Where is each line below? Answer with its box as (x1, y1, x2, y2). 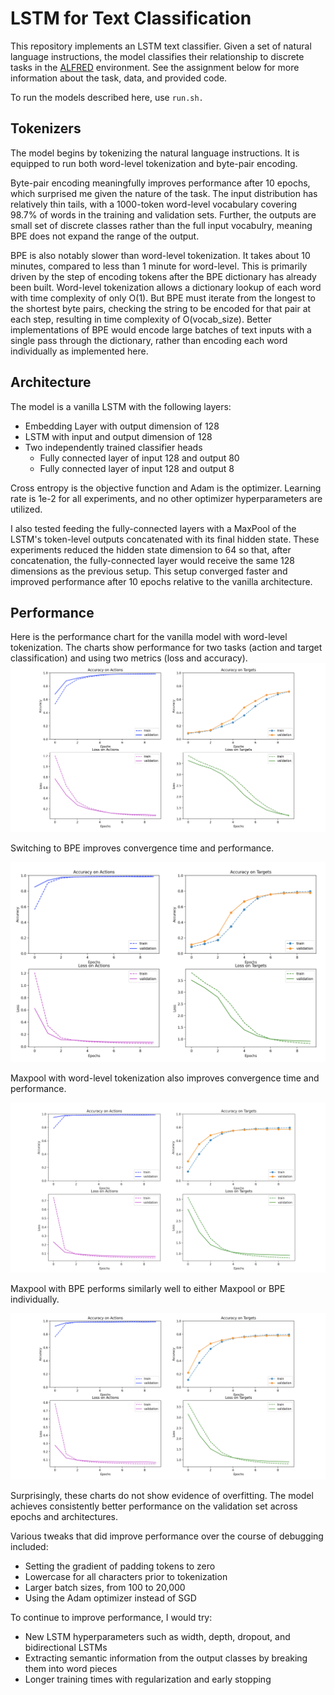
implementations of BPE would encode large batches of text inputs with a (10, 323, 312, 336)
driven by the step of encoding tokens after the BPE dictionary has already (10, 270, 317, 282)
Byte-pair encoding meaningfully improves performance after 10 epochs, (10, 177, 311, 189)
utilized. (10, 503, 43, 515)
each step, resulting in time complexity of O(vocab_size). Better (10, 313, 272, 325)
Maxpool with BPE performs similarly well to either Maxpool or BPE (10, 1283, 286, 1295)
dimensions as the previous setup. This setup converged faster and (10, 565, 288, 577)
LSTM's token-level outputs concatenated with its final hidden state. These (10, 533, 320, 545)
